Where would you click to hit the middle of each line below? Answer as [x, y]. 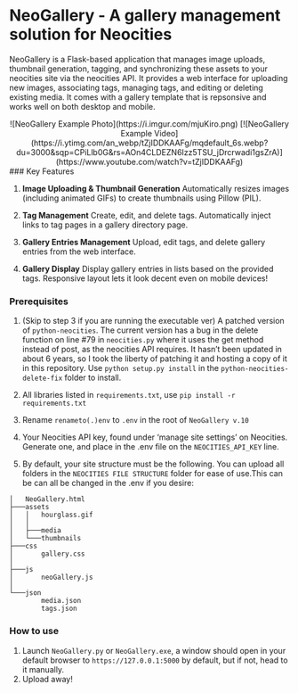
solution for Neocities [91, 34]
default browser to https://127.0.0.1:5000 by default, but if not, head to [155, 660]
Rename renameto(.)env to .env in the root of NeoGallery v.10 [135, 420]
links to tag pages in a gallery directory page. [105, 225]
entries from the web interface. [79, 252]
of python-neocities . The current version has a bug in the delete [140, 330]
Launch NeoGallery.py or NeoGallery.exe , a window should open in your [154, 650]
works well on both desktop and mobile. [82, 106]
